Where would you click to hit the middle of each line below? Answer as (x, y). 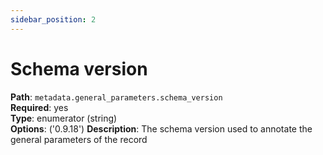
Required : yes (39, 107)
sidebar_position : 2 (53, 19)
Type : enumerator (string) (64, 118)
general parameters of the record (79, 139)
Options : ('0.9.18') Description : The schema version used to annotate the (161, 128)
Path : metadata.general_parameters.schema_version (116, 97)
